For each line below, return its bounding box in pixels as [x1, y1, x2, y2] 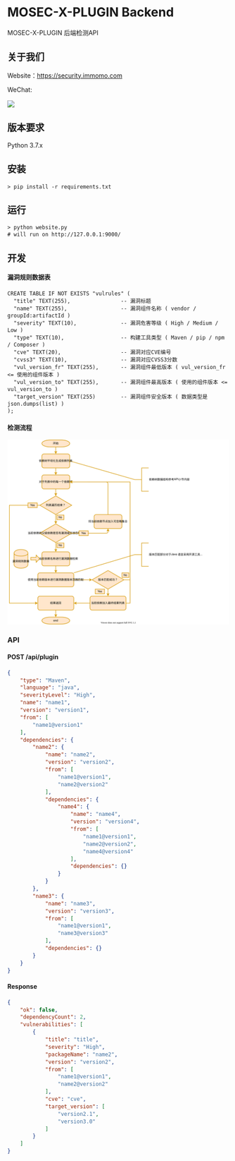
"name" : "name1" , [20, 699, 71, 706]
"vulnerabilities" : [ [20, 1021, 83, 1028]
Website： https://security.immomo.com [7, 71, 123, 80]
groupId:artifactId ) [7, 312, 71, 319]
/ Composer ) [7, 341, 46, 348]
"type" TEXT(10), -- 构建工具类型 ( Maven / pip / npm [13, 334, 225, 341]
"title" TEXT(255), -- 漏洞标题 [13, 297, 151, 304]
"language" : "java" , [20, 684, 80, 692]
